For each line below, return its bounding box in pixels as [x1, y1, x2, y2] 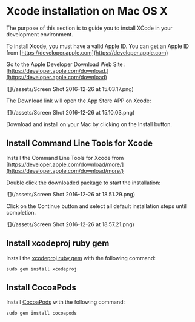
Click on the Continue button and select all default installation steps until [6, 202, 187, 210]
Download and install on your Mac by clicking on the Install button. [6, 120, 173, 128]
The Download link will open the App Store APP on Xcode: [6, 97, 151, 104]
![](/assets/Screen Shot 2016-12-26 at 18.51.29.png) [6, 190, 136, 198]
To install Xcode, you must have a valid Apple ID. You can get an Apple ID [6, 42, 190, 50]
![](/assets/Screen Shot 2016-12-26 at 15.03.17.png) [6, 85, 134, 92]
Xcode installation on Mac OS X [6, 4, 168, 18]
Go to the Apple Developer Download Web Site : [6, 61, 126, 68]
